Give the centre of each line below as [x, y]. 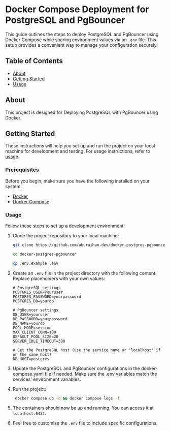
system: [13, 186]
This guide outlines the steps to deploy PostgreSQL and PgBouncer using [82, 34]
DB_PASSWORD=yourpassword [40, 319]
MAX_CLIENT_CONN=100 [34, 332]
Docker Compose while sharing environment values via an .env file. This [81, 40]
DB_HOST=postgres [31, 359]
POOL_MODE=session [32, 328]
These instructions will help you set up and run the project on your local [80, 146]
